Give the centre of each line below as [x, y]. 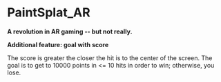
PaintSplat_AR [49, 13]
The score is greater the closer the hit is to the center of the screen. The [110, 58]
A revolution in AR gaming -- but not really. [70, 31]
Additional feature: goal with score [58, 44]
